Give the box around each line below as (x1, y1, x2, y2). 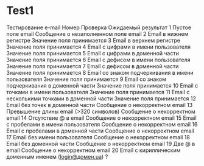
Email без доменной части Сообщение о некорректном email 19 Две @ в (6, 140, 195, 147)
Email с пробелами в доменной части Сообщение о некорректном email (6, 127, 195, 134)
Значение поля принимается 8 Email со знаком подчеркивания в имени (6, 69, 194, 76)
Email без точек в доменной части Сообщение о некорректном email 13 (6, 101, 193, 108)
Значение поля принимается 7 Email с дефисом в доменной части (6, 62, 179, 70)
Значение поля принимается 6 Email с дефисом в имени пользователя (6, 56, 191, 63)
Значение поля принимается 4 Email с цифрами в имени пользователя (6, 43, 191, 50)
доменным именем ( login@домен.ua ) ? (6, 153, 108, 160)
